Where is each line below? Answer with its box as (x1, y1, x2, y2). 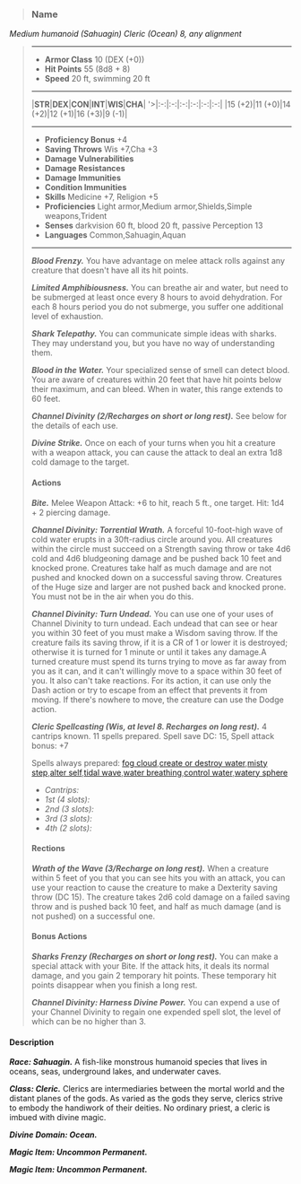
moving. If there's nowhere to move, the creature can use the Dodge (30, 694, 284, 705)
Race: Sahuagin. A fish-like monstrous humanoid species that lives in (9, 1057, 268, 1067)
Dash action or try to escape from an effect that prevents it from (30, 684, 268, 695)
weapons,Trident (44, 211, 107, 222)
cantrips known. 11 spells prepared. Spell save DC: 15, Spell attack (30, 730, 275, 741)
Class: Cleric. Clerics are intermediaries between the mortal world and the (9, 1084, 285, 1094)
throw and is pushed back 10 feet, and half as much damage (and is (30, 901, 282, 911)
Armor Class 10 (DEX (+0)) (44, 54, 145, 65)
